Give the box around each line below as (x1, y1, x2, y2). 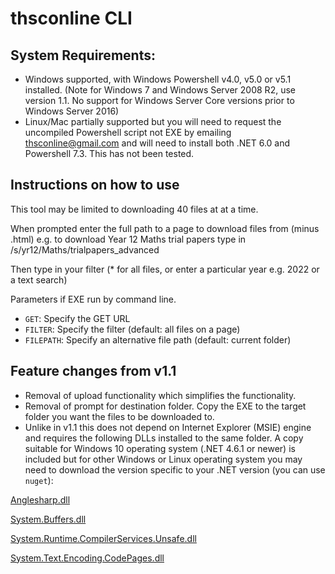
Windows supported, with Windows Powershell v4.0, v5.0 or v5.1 (24, 73, 292, 85)
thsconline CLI (10, 7, 133, 30)
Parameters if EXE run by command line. (10, 293, 177, 305)
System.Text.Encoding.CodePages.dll (10, 552, 165, 564)
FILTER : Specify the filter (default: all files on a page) (24, 323, 241, 335)
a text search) (10, 273, 68, 286)
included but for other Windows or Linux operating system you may (24, 453, 303, 465)
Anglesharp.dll (10, 493, 71, 506)
